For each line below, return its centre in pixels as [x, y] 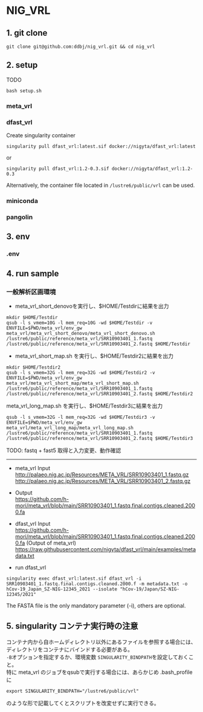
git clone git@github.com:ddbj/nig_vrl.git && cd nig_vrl [81, 47]
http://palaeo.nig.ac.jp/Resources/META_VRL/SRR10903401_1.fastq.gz [102, 474]
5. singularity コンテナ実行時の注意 [72, 626]
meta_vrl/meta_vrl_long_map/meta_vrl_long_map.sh [70, 428]
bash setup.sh [24, 91]
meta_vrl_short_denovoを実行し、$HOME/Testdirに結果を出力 [92, 306]
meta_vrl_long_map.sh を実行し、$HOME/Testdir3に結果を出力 [85, 406]
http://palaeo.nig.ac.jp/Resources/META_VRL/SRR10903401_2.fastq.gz [103, 481]
